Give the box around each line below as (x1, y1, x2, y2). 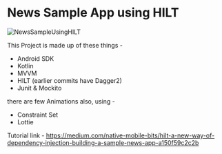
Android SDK (17, 54, 54, 63)
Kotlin (17, 61, 34, 70)
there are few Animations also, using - (7, 97, 115, 105)
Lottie (17, 117, 34, 126)
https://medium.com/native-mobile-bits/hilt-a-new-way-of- (46, 131, 215, 139)
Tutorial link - (7, 131, 45, 139)
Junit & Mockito (17, 84, 62, 92)
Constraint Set (17, 110, 59, 119)
